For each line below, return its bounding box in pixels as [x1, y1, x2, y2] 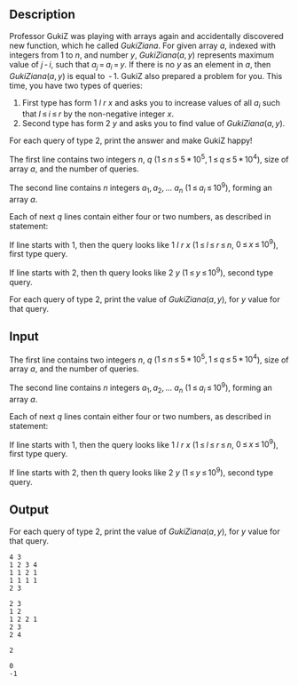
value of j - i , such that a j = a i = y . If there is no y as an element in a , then [9, 59, 271, 72]
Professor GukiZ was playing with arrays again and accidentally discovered [9, 30, 284, 41]
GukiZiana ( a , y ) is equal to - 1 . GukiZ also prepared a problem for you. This [9, 70, 283, 81]
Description [9, 7, 75, 22]
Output [9, 502, 49, 518]
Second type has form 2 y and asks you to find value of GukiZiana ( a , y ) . [21, 118, 286, 129]
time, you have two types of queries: [9, 80, 144, 91]
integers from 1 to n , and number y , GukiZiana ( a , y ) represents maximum [9, 49, 275, 60]
